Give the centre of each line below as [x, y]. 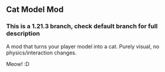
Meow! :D [18, 64]
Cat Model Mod [35, 10]
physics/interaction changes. [41, 53]
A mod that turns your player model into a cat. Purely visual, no [83, 46]
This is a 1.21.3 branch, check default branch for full [82, 26]
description [23, 33]
